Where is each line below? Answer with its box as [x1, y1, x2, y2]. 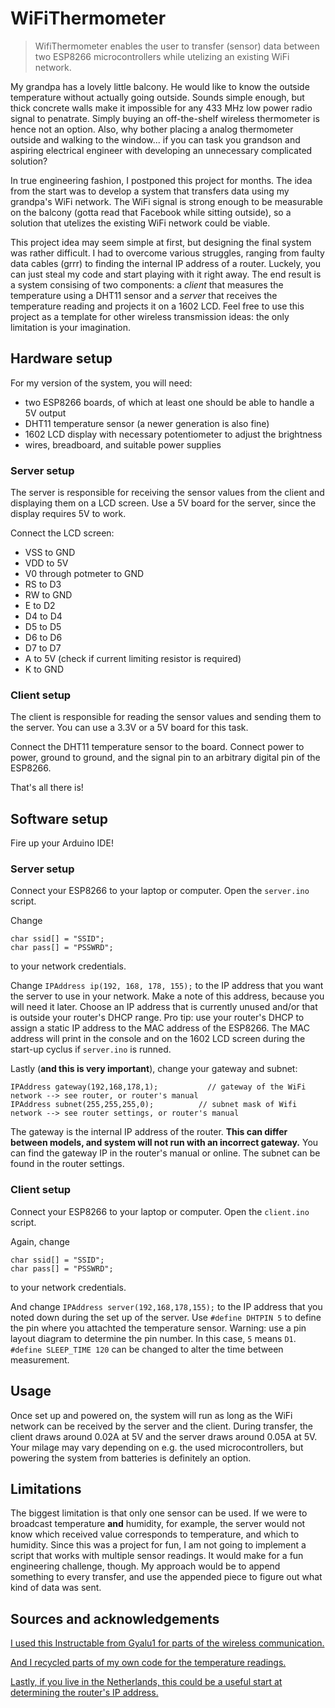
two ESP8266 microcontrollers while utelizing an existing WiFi [34, 50, 290, 62]
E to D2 [24, 600, 56, 612]
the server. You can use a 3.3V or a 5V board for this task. [10, 722, 249, 734]
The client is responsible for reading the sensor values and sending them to [10, 711, 322, 723]
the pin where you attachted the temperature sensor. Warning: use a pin [10, 1322, 307, 1334]
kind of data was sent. [10, 1582, 102, 1594]
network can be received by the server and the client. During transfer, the [10, 1420, 313, 1432]
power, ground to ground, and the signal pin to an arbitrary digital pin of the [10, 752, 321, 764]
